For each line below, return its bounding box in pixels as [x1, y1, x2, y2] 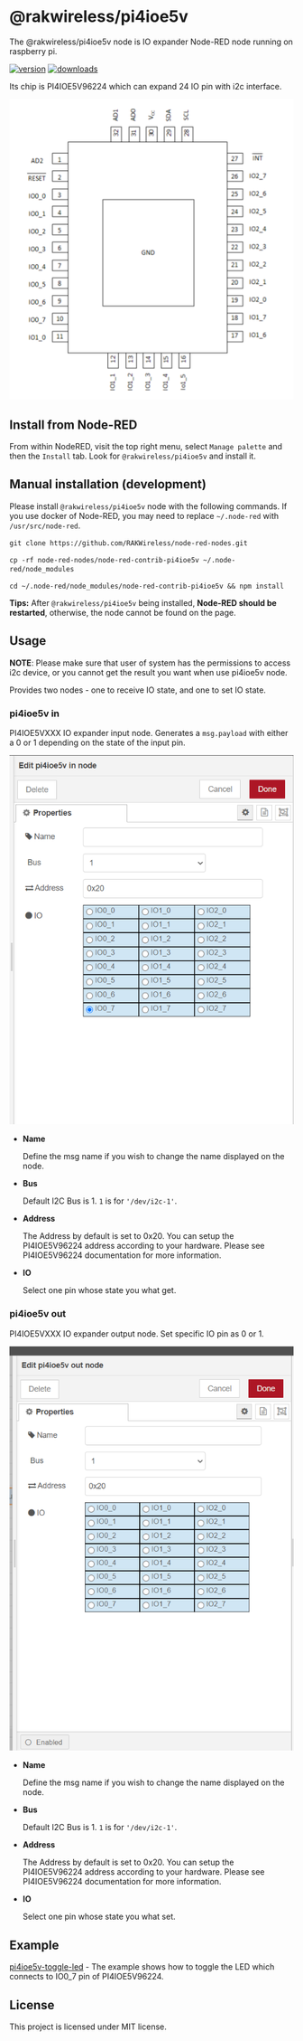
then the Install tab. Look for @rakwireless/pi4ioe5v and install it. [9, 450, 257, 462]
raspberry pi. [9, 45, 58, 56]
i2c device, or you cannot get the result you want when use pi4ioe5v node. [9, 666, 288, 677]
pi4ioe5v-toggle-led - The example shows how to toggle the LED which [9, 1961, 275, 1972]
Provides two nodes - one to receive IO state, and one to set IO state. [9, 685, 266, 695]
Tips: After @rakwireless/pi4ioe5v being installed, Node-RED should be [9, 597, 277, 608]
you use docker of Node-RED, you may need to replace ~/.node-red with [9, 510, 280, 521]
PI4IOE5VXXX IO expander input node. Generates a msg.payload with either [9, 727, 289, 738]
